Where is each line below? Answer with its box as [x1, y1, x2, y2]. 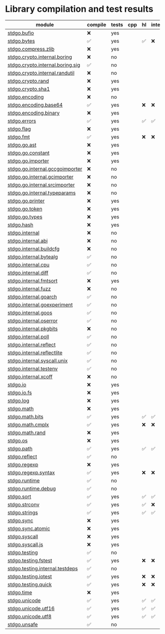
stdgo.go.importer [7, 157, 49, 164]
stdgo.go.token [7, 205, 43, 212]
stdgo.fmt [7, 133, 30, 140]
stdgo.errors [7, 117, 36, 124]
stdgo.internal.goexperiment [7, 301, 73, 308]
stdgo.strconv [7, 501, 40, 508]
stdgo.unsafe [7, 621, 38, 628]
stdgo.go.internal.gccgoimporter [7, 165, 82, 172]
